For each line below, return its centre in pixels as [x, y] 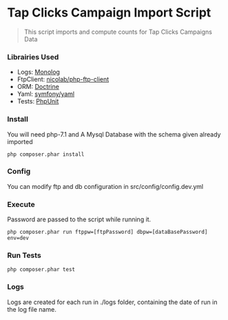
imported [20, 141]
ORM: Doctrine [38, 87]
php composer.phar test [41, 270]
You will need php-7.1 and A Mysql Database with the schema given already [114, 134]
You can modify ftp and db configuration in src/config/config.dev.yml [105, 186]
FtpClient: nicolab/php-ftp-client [63, 79]
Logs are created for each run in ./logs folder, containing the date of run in [112, 302]
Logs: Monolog [39, 72]
